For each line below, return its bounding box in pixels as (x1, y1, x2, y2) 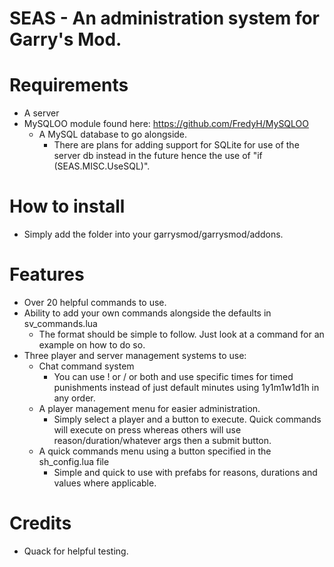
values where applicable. (53, 477, 157, 489)
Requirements (9, 74, 129, 97)
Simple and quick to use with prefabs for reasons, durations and (53, 467, 318, 478)
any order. (53, 392, 96, 404)
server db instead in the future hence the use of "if (53, 150, 263, 162)
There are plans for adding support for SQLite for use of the (53, 139, 300, 151)
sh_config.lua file (38, 456, 110, 467)
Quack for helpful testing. (23, 545, 129, 557)
